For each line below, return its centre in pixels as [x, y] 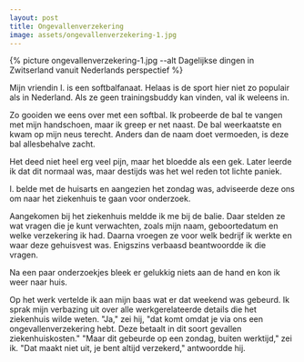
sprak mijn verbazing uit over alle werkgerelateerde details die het [133, 309]
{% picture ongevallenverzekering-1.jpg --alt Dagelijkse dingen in [132, 61]
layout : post [34, 18]
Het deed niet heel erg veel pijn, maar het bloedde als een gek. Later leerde [151, 162]
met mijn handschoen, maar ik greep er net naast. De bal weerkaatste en [146, 125]
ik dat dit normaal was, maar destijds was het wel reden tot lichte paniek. [146, 171]
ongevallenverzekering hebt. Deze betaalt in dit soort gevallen [126, 329]
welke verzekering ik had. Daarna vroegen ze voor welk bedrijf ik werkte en [151, 236]
